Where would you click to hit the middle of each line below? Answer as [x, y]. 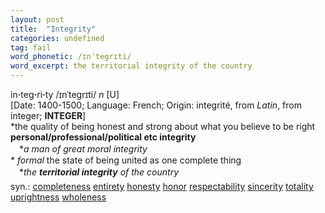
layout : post [37, 19]
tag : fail [31, 47]
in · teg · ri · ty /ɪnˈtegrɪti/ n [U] [65, 94]
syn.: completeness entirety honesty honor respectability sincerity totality [162, 186]
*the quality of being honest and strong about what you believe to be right [163, 126]
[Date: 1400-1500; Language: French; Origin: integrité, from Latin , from [156, 105]
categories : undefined [57, 38]
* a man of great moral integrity [83, 149]
